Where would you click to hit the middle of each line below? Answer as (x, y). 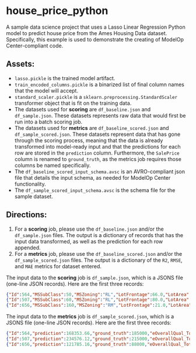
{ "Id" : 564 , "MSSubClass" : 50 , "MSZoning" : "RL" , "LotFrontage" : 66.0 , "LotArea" (98, 294)
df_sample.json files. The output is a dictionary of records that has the (99, 235)
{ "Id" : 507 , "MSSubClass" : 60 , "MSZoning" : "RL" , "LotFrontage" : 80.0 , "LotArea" (98, 300)
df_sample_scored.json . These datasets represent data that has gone (97, 134)
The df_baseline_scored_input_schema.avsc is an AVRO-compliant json (100, 172)
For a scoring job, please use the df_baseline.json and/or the (89, 229)
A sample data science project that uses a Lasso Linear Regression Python (96, 27)
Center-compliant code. (35, 46)
